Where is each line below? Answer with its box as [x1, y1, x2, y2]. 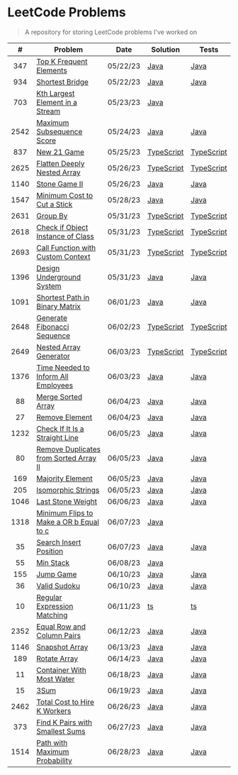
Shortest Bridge [36, 77, 89, 87]
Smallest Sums [36, 726, 86, 736]
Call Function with [36, 243, 96, 253]
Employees [36, 380, 73, 390]
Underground [36, 272, 81, 282]
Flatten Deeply [36, 158, 85, 168]
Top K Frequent [36, 56, 88, 66]
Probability [36, 755, 72, 765]
